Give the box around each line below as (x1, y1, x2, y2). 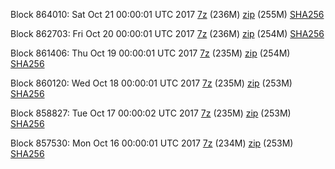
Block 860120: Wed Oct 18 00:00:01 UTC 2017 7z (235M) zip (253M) (10, 77, 293, 89)
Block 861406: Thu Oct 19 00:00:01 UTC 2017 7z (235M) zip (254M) (10, 47, 291, 59)
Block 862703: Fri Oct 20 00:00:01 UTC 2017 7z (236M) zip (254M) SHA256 (10, 28, 325, 39)
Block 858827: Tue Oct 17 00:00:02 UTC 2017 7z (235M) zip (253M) (10, 107, 292, 119)
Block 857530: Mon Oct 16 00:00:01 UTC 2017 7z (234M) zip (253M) (10, 137, 294, 149)
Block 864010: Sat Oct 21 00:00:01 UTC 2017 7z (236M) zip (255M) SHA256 (10, 9, 325, 20)
